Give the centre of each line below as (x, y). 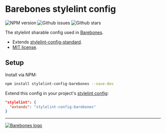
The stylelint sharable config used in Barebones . (54, 32)
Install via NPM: (21, 75)
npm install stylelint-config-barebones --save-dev (59, 84)
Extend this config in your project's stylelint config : (57, 93)
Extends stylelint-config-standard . (47, 42)
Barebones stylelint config (61, 9)
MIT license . (25, 47)
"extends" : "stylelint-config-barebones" (53, 107)
